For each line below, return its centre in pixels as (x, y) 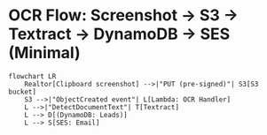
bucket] (23, 92)
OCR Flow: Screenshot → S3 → (123, 15)
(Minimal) (44, 53)
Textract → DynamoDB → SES (119, 34)
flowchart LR (32, 76)
